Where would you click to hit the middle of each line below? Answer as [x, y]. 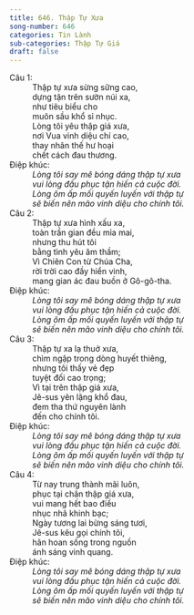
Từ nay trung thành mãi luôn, [86, 485]
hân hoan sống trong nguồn [84, 542]
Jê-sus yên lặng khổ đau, [80, 397]
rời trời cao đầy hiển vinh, [80, 272]
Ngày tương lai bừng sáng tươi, [90, 523]
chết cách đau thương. [75, 155]
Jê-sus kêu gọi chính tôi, [79, 533]
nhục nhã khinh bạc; [71, 513]
